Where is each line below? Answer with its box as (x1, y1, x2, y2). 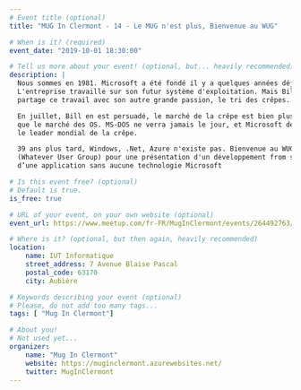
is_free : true (9, 194, 63, 203)
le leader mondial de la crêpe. (17, 128, 139, 137)
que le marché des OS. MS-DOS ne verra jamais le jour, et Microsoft (17, 120, 282, 129)
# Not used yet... (9, 334, 78, 343)
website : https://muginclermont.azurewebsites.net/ (25, 359, 222, 368)
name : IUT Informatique (25, 252, 115, 261)
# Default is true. (9, 186, 82, 195)
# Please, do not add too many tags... (9, 301, 159, 310)
